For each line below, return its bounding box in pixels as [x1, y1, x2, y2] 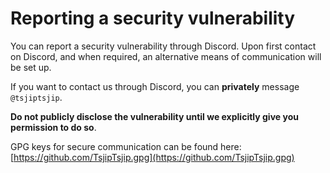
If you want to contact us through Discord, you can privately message [10, 80, 300, 92]
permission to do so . [10, 121, 97, 133]
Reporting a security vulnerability [10, 7, 296, 30]
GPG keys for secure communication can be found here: [10, 140, 242, 152]
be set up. [10, 61, 52, 73]
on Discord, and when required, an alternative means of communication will [10, 50, 322, 62]
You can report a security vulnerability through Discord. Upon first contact [10, 40, 317, 52]
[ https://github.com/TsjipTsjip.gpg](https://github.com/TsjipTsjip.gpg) [10, 151, 295, 163]
